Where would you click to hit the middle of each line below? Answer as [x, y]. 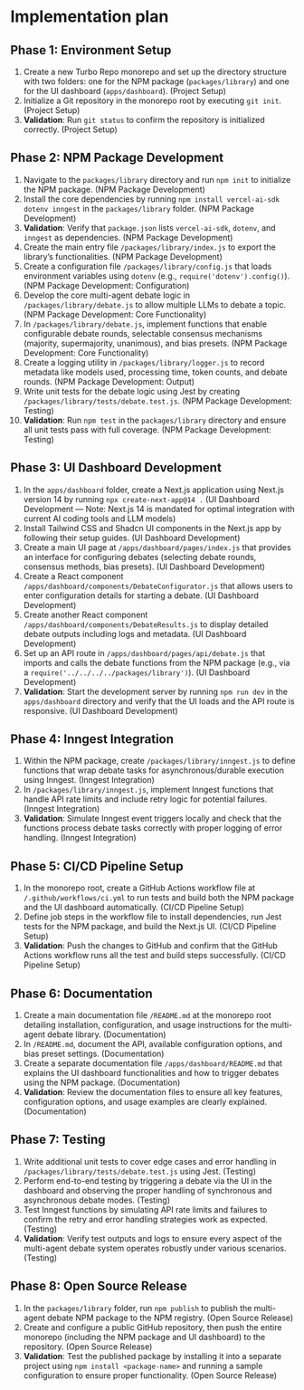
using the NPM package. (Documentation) [102, 1082]
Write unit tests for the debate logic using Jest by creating [132, 391]
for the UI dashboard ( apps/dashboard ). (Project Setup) [125, 91]
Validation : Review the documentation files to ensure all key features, [153, 1092]
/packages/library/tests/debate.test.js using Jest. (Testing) [140, 1171]
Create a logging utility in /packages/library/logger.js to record [144, 362]
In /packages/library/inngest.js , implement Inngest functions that [148, 790]
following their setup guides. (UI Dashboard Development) [132, 538]
